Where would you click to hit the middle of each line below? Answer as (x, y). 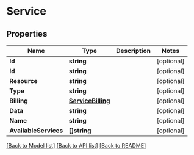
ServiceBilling (90, 101)
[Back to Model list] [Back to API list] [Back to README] (76, 146)
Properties (27, 34)
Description (133, 51)
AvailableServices (36, 131)
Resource (23, 81)
